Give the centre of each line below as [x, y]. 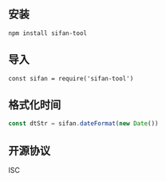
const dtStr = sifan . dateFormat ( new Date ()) [83, 124]
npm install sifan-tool [48, 33]
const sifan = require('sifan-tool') [71, 78]
